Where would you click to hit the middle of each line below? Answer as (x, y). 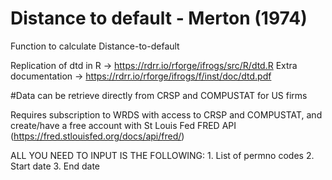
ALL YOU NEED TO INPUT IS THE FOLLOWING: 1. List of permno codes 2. (162, 155)
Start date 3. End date (55, 166)
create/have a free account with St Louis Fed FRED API (123, 125)
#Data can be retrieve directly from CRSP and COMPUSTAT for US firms (159, 95)
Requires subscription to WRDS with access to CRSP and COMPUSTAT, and (166, 114)
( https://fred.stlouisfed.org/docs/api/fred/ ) (97, 136)
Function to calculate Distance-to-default (95, 46)
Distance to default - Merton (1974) (159, 18)
